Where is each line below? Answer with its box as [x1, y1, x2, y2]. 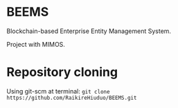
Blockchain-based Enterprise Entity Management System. [6, 27, 171, 35]
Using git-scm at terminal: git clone [6, 87, 110, 95]
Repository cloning [6, 65, 118, 80]
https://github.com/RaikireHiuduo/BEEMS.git [6, 94, 137, 101]
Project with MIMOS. [6, 40, 65, 48]
